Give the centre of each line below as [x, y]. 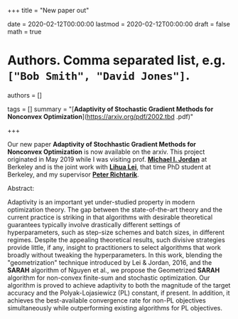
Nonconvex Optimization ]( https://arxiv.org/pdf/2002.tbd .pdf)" [101, 116]
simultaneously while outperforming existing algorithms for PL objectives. [115, 308]
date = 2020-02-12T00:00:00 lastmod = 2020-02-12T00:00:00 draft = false [119, 24]
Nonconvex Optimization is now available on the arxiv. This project [106, 152]
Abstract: [21, 188]
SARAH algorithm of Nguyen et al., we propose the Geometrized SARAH [114, 270]
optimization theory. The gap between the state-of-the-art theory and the [115, 209]
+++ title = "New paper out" [48, 10]
